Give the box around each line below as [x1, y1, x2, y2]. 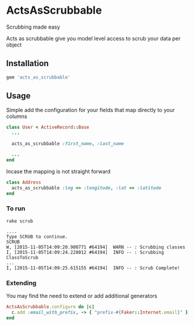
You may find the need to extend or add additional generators [6, 293, 158, 300]
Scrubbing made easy [6, 23, 61, 30]
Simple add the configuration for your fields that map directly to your [6, 107, 175, 114]
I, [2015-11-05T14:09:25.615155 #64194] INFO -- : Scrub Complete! [6, 265, 180, 271]
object [6, 41, 22, 48]
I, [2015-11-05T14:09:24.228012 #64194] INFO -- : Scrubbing [6, 249, 164, 255]
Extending [6, 278, 37, 287]
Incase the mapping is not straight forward [6, 167, 111, 175]
